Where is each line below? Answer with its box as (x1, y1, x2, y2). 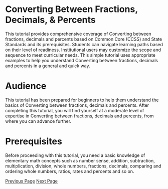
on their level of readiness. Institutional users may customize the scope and (5, 47, 161, 53)
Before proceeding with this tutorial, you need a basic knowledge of (5, 152, 145, 158)
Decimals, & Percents (5, 14, 96, 26)
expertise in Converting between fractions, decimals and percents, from (5, 113, 154, 119)
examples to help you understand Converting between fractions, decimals (5, 57, 158, 63)
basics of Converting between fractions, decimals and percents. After (5, 102, 149, 108)
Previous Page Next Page (5, 178, 58, 184)
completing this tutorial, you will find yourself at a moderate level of (5, 107, 144, 113)
